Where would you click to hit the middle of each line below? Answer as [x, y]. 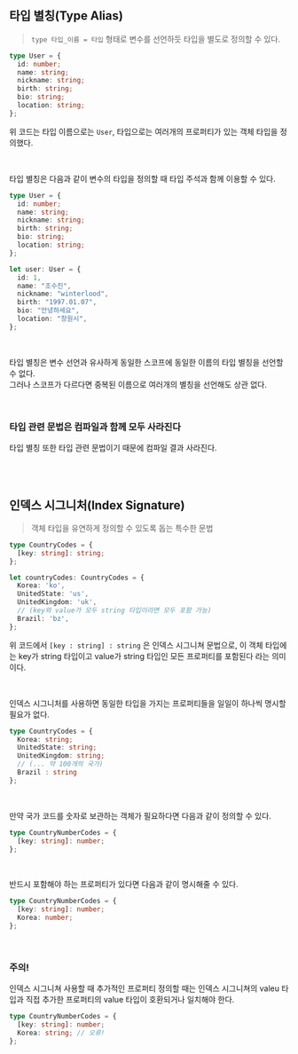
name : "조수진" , [44, 286]
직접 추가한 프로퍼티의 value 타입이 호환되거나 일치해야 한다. [130, 1000]
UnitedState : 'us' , [53, 594]
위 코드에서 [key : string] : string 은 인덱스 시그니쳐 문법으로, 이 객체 [136, 645]
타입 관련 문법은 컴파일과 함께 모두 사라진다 [95, 427]
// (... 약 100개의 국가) [60, 764]
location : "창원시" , [52, 319]
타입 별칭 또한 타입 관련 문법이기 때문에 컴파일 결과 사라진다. [113, 448]
